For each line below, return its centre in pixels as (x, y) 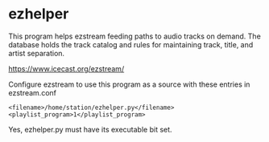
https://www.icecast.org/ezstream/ (66, 68)
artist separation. (37, 53)
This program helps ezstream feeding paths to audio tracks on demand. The (135, 36)
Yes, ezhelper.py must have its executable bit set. (90, 129)
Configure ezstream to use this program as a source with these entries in (129, 84)
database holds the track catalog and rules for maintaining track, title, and (131, 44)
